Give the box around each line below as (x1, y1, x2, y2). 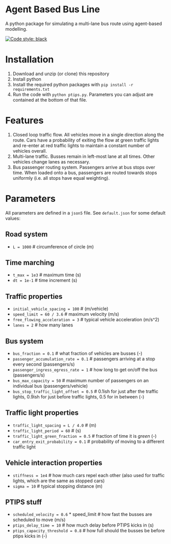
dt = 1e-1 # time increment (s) (12, 277, 78, 283)
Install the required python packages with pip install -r (12, 81, 134, 87)
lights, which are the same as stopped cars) (12, 478, 105, 484)
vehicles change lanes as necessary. (12, 158, 90, 164)
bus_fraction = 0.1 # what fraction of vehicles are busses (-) (12, 350, 142, 356)
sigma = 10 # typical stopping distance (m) (12, 483, 103, 489)
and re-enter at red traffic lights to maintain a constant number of (12, 142, 150, 149)
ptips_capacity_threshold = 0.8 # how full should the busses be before (12, 528, 165, 534)
